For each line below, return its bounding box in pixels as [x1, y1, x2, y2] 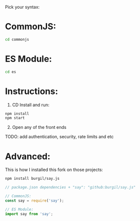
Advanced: [5, 151, 51, 162]
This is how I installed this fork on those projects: [5, 167, 103, 173]
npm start [5, 116, 25, 121]
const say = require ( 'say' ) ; [5, 198, 64, 203]
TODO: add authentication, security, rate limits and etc [5, 134, 114, 140]
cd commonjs [5, 37, 29, 42]
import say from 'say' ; [5, 211, 53, 216]
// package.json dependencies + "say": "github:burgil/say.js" [5, 185, 136, 190]
